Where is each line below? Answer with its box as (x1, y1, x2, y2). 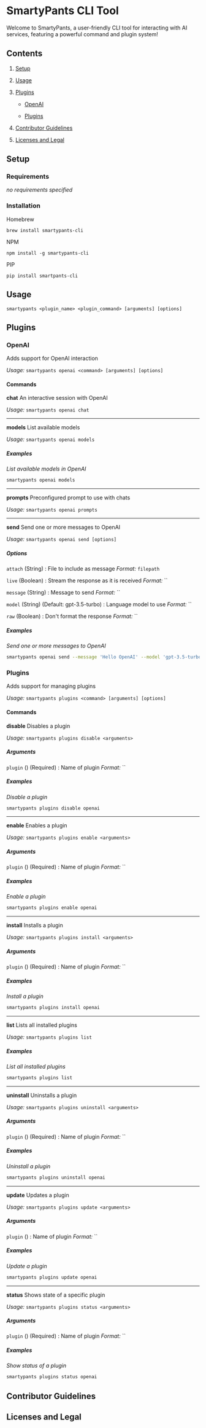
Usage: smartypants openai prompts (6, 506, 98, 513)
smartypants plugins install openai (6, 1005, 100, 1011)
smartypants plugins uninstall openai (6, 1174, 105, 1180)
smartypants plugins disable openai (6, 805, 100, 811)
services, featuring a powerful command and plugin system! (6, 30, 158, 37)
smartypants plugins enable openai (6, 905, 97, 911)
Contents (6, 49, 43, 59)
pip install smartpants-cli (6, 273, 78, 279)
